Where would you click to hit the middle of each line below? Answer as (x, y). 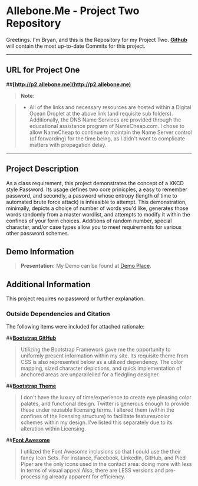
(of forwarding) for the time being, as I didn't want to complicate (107, 138)
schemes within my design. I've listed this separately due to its (96, 422)
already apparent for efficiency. (87, 477)
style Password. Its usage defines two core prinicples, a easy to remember (97, 189)
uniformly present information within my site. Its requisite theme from (104, 356)
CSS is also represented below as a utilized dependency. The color (102, 362)
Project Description (42, 169)
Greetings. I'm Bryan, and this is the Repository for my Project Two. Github (97, 40)
